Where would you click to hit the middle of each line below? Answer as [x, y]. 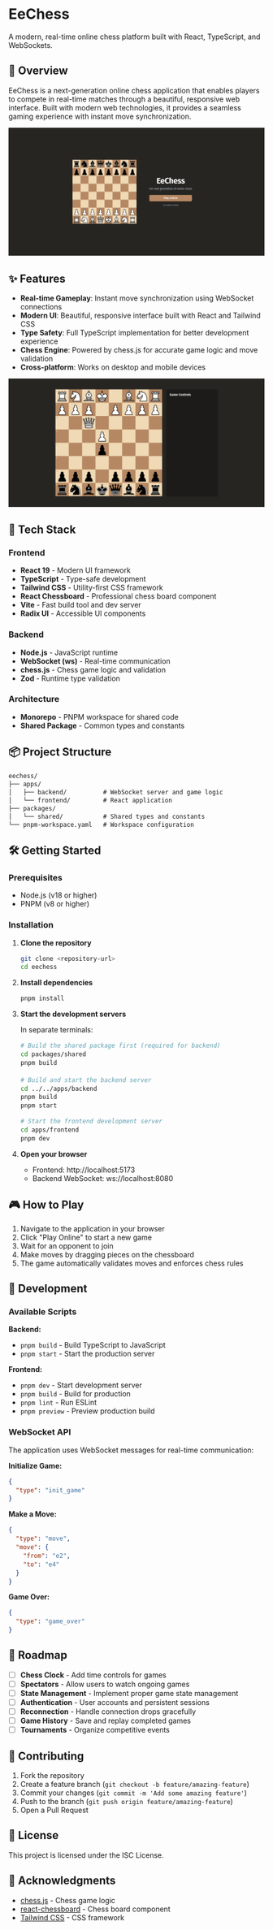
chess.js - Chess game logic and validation [93, 669]
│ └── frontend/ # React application [91, 800]
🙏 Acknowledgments [62, 1881]
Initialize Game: [35, 1465]
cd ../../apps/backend [58, 1088]
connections [41, 307]
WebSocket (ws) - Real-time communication [95, 661]
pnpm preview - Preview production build [88, 1411]
